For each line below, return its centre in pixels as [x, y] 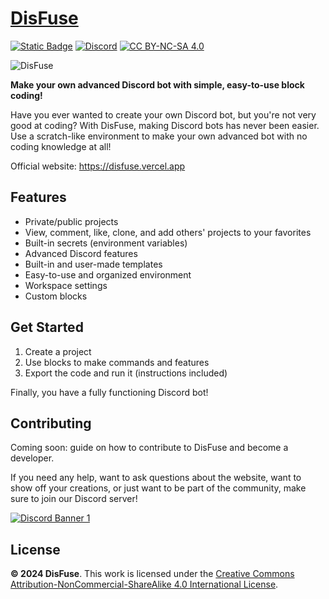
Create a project [58, 351]
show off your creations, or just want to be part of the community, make [158, 488]
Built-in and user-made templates [93, 264]
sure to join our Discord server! [74, 499]
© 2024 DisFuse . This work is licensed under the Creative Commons [152, 574]
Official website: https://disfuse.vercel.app [98, 166]
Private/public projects [71, 221]
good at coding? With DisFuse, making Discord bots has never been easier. [165, 125]
